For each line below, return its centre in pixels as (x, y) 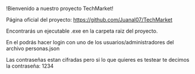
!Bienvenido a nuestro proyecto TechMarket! (60, 8)
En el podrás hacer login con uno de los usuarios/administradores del (90, 42)
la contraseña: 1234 (30, 66)
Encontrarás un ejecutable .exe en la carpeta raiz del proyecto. (82, 31)
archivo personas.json (33, 48)
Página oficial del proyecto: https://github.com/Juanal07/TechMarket (89, 20)
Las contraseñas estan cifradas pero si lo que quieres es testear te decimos (98, 60)
